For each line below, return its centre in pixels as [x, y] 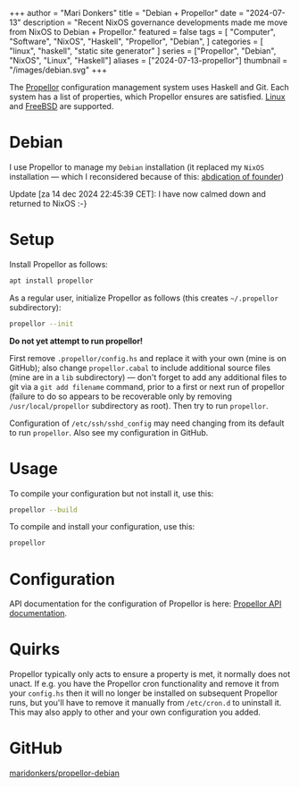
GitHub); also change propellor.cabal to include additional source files [140, 368]
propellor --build [43, 510]
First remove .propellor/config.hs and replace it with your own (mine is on [148, 358]
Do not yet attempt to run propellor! [76, 341]
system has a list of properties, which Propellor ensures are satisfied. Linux [147, 97]
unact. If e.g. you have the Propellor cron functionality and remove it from [144, 684]
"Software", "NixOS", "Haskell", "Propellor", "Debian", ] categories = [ [136, 41]
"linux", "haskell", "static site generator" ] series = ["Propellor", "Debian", [143, 51]
